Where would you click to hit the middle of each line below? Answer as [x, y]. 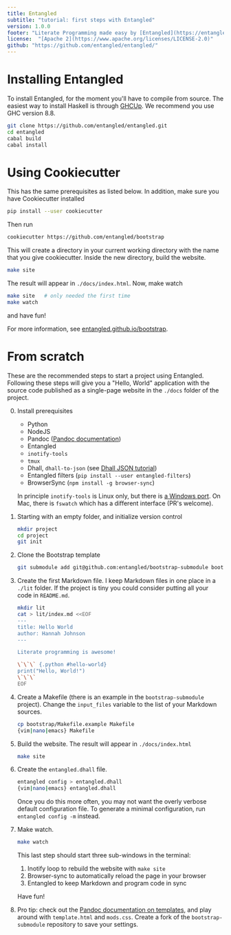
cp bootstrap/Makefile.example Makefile [76, 724]
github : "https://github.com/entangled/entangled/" [82, 45]
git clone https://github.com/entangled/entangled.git [87, 125]
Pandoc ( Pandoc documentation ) [74, 439]
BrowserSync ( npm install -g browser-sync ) [91, 483]
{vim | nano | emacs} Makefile [56, 730]
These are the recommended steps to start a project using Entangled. [106, 375]
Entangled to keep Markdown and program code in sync [107, 883]
